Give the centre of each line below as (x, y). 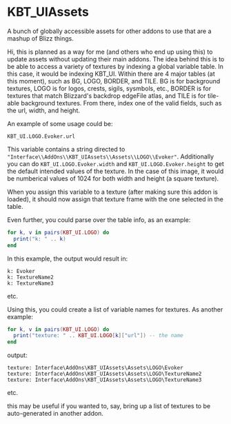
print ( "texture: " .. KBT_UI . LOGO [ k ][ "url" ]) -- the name (99, 336)
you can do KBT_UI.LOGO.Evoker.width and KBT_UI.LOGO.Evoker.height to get (115, 163)
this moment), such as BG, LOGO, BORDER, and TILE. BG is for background (114, 81)
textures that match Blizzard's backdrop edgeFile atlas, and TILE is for (107, 95)
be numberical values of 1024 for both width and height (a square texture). (113, 178)
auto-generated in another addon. (55, 414)
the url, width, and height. (44, 110)
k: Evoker (21, 271)
